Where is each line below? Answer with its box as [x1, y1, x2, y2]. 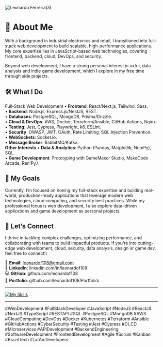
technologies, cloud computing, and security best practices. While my [5, 197, 145, 203]
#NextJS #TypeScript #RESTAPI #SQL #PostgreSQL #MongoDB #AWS [5, 311, 147, 317]
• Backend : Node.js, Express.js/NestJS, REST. [5, 108, 98, 114]
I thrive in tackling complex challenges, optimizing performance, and [5, 235, 142, 241]
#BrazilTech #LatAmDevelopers [5, 337, 69, 343]
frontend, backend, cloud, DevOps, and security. [5, 53, 102, 59]
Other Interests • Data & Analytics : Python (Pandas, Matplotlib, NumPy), [5, 144, 151, 151]
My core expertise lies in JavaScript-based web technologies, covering [5, 48, 147, 54]
